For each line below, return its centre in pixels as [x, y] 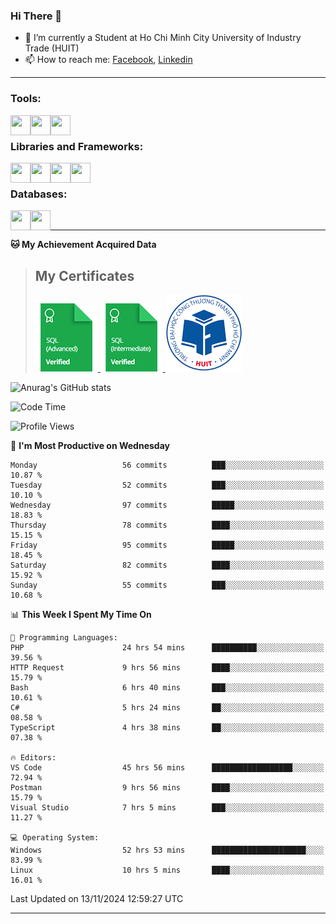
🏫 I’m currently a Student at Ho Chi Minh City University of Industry [163, 38]
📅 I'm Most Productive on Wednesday [90, 445]
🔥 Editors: [33, 758]
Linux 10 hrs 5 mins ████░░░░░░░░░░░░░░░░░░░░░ [167, 870]
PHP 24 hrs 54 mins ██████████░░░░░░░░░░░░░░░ [167, 648]
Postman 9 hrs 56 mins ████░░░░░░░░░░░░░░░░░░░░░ [167, 788]
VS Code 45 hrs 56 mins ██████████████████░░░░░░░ [167, 768]
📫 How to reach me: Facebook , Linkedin [108, 60]
